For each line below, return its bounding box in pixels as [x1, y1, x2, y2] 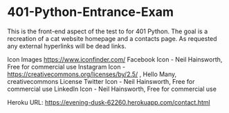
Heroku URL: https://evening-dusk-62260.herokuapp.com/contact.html [7, 98, 210, 106]
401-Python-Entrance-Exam [7, 4, 174, 20]
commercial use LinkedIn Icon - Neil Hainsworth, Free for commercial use [7, 85, 217, 93]
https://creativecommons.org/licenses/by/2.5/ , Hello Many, [7, 70, 177, 78]
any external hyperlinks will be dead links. [7, 42, 127, 50]
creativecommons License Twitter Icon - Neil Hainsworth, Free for [7, 77, 195, 85]
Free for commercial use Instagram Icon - [7, 62, 126, 71]
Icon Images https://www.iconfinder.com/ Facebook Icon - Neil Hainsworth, [7, 55, 223, 63]
